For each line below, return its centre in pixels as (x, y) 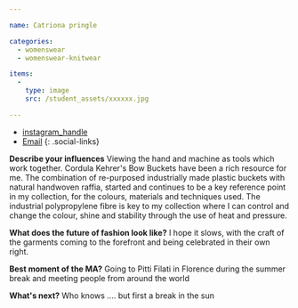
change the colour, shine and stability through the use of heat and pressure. (148, 215)
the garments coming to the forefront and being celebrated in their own (140, 242)
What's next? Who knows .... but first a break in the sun (112, 296)
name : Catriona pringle (53, 25)
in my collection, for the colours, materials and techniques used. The (135, 196)
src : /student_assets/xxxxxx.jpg (87, 99)
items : (21, 74)
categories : (31, 41)
